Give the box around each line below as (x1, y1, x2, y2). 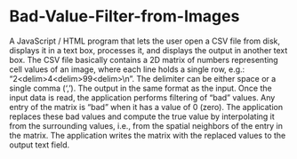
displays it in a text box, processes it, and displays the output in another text (9, 44, 288, 55)
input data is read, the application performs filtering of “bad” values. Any (9, 91, 276, 103)
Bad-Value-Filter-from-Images (9, 6, 240, 27)
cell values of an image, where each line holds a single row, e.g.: (9, 64, 245, 75)
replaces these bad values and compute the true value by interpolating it (9, 111, 276, 122)
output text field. (9, 139, 70, 150)
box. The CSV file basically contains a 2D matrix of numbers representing (9, 54, 278, 65)
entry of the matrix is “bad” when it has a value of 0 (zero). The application (9, 101, 283, 112)
